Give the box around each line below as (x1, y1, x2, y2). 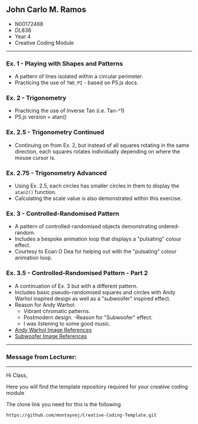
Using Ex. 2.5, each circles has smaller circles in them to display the (14, 182, 180, 189)
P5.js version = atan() (14, 113, 67, 120)
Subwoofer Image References (14, 333, 87, 340)
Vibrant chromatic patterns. (23, 307, 90, 314)
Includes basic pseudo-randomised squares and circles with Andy (14, 288, 176, 295)
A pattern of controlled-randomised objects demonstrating (14, 223, 157, 230)
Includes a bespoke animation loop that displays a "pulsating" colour (14, 235, 181, 242)
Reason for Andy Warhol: (14, 301, 76, 308)
